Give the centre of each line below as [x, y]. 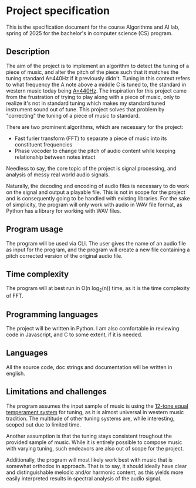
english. [16, 373]
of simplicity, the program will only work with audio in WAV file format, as [94, 204]
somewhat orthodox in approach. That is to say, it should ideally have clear [97, 466]
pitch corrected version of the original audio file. [64, 255]
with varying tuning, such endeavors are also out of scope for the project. [95, 448]
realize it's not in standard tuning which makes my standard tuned [86, 103]
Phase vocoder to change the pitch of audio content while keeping [95, 151]
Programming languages [52, 314]
